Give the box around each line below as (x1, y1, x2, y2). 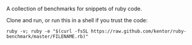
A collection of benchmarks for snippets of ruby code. (6, 5, 142, 12)
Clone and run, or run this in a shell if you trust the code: (6, 17, 148, 23)
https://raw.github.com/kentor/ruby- (90, 28, 187, 34)
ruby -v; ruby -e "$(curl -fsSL (6, 28, 88, 34)
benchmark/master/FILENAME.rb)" (6, 34, 88, 40)
